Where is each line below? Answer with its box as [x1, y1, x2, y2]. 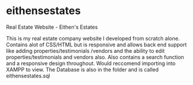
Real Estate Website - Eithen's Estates [6, 23, 98, 30]
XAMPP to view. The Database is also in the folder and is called [6, 66, 159, 73]
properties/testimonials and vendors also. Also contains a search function [6, 53, 184, 60]
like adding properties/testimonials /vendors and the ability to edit [6, 47, 165, 54]
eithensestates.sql [6, 72, 50, 79]
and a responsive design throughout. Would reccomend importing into [6, 60, 176, 67]
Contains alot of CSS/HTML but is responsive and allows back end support [6, 41, 187, 48]
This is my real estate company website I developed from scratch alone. [6, 35, 180, 42]
